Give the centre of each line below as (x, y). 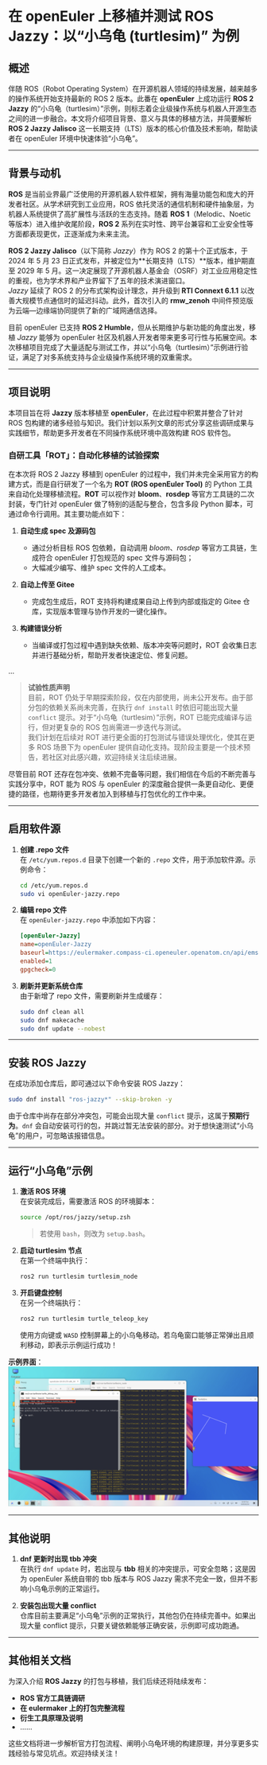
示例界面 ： (26, 1362)
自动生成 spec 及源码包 (58, 531)
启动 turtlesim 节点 (50, 1250)
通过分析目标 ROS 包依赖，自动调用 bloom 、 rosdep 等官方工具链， (141, 547)
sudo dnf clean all (52, 1011)
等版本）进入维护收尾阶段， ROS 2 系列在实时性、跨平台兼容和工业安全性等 (131, 224)
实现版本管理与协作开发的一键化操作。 (108, 611)
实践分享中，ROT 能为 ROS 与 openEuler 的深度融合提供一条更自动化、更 (128, 784)
